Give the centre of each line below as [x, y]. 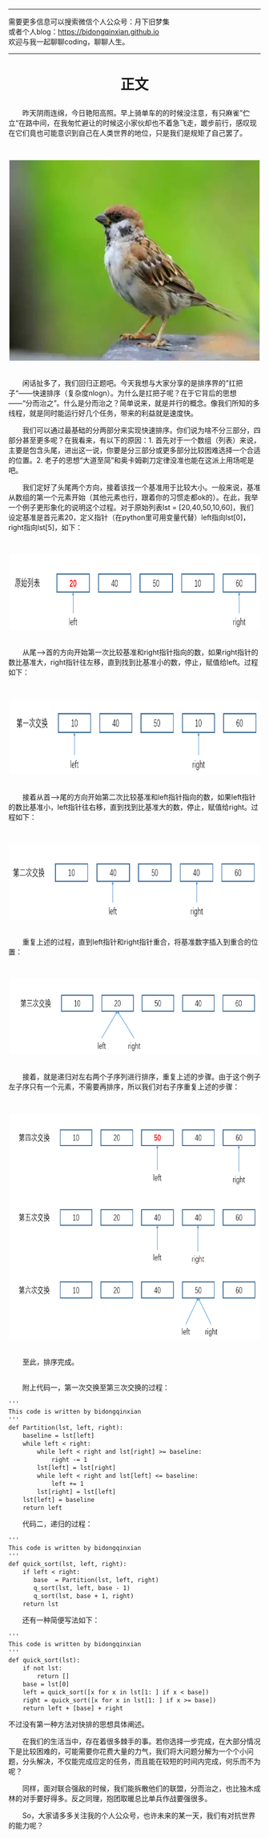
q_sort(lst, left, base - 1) [82, 1589]
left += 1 [67, 1484]
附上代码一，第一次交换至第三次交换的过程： [96, 1387]
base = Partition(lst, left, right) [96, 1581]
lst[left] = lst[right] [76, 1468]
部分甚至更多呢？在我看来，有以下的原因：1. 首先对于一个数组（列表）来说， [134, 440]
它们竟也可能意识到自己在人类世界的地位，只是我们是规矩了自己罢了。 [130, 133]
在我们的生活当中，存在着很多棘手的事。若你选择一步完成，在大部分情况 [142, 1742]
